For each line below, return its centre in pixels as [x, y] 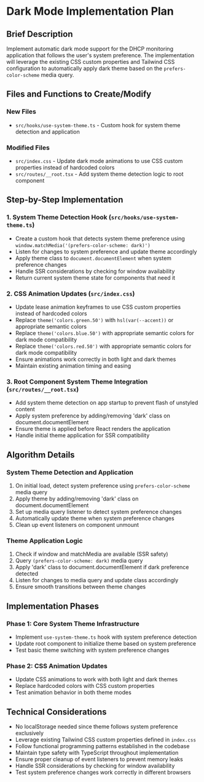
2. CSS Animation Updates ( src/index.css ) [71, 293]
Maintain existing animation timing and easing [73, 365]
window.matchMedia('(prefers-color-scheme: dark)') [83, 245]
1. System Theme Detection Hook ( [59, 218]
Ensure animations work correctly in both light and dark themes [96, 359]
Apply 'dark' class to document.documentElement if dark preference [102, 567]
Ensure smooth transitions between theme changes [80, 587]
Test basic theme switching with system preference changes [92, 650]
